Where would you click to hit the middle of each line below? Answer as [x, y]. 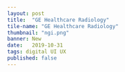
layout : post [26, 13]
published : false [32, 58]
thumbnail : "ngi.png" [38, 33]
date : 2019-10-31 [35, 45]
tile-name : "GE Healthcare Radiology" [63, 26]
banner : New [24, 39]
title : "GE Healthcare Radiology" [58, 20]
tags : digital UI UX [37, 52]
